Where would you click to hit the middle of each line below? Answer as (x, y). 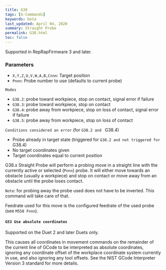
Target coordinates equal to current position (57, 155)
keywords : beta (21, 19)
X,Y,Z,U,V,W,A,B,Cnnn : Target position (51, 76)
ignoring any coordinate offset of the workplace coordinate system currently (83, 253)
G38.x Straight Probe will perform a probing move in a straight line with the (81, 165)
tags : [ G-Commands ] (25, 14)
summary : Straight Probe (31, 28)
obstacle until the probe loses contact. (44, 181)
